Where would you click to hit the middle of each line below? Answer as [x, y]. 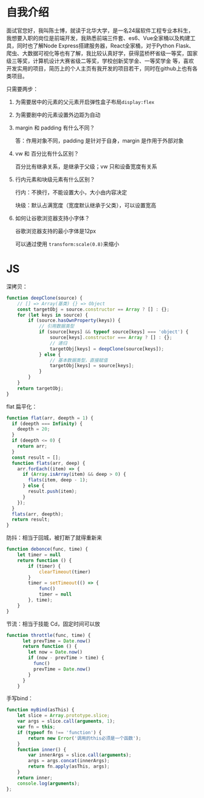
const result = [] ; [36, 457]
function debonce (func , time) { [47, 549]
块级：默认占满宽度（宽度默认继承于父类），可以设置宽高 [86, 205]
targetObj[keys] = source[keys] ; [92, 366]
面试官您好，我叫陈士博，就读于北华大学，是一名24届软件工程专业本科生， [100, 30]
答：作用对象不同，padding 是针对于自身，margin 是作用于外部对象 [99, 140]
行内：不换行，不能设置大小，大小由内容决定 [71, 192]
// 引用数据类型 [56, 326]
